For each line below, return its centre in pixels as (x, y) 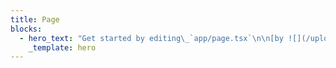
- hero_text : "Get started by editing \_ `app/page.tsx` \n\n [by (151, 38)
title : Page (35, 19)
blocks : (26, 29)
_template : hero (62, 47)
